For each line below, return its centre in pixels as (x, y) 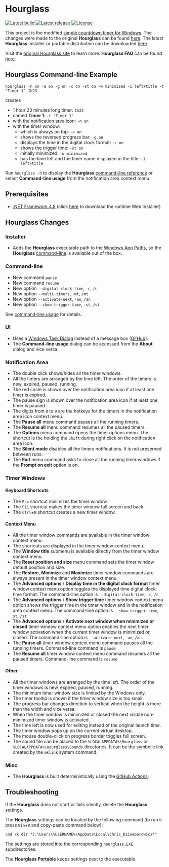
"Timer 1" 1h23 (21, 91)
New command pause (35, 278)
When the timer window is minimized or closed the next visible (78, 714)
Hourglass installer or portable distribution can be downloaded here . (77, 43)
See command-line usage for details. (44, 314)
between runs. (28, 454)
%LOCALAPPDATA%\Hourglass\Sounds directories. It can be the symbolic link (88, 747)
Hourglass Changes (37, 222)
